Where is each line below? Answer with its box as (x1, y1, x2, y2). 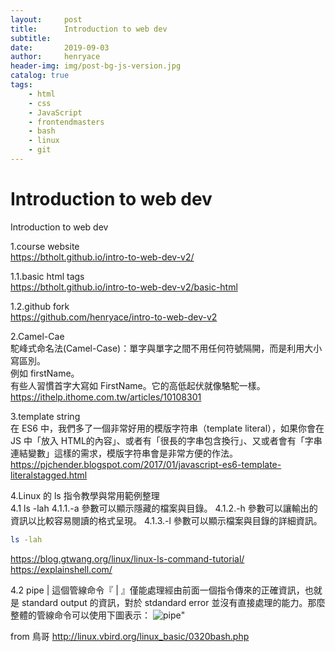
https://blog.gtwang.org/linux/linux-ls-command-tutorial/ (10, 552, 245, 565)
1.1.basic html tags (10, 270, 85, 282)
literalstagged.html (10, 469, 88, 481)
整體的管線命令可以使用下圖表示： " (10, 609, 186, 621)
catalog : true (10, 71, 70, 81)
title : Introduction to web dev (10, 24, 168, 34)
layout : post (10, 14, 83, 25)
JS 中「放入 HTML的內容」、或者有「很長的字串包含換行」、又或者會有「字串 (10, 434, 323, 446)
